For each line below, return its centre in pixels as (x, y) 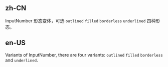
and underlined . (22, 60)
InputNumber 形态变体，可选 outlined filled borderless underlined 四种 (80, 21)
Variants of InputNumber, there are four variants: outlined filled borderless (84, 55)
